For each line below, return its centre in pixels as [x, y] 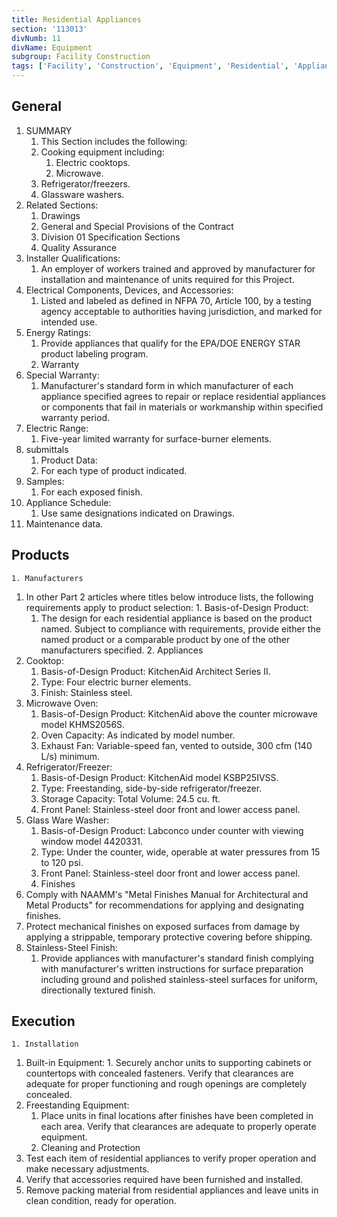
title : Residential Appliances [76, 19]
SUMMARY [49, 130]
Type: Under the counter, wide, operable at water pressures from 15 [180, 852]
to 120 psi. [62, 862]
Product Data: [69, 460]
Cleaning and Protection [90, 1148]
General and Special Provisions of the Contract [137, 226]
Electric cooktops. [93, 162]
